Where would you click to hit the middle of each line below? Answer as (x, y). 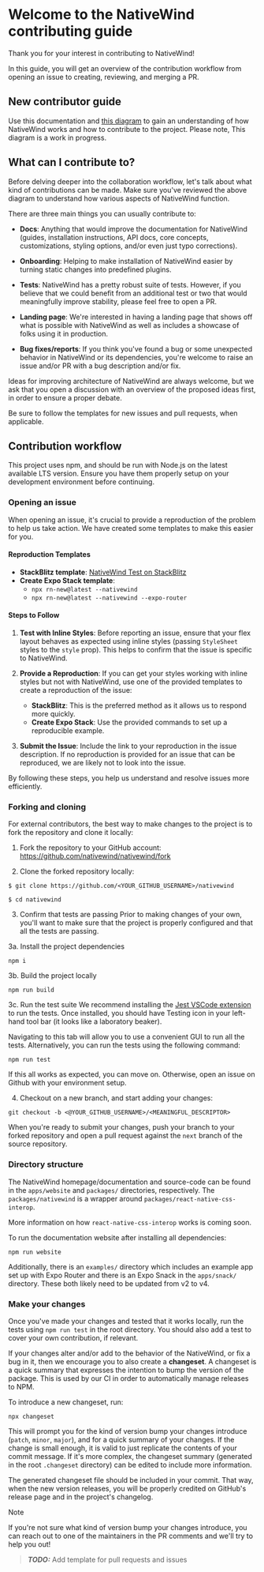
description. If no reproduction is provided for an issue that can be (127, 754)
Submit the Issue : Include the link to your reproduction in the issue (128, 746)
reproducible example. (68, 731)
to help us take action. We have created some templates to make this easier (131, 528)
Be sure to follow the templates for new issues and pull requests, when (123, 413)
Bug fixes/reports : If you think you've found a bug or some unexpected (136, 348)
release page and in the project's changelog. (81, 1497)
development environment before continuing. (82, 482)
